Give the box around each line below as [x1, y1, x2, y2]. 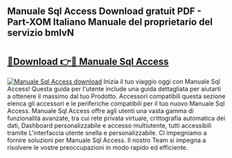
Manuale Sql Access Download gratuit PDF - [7, 6, 202, 17]
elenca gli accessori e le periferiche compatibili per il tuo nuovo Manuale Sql [7, 99, 225, 108]
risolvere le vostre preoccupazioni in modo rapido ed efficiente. [7, 144, 188, 151]
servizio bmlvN [7, 27, 74, 39]
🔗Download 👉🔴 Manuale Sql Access [7, 55, 169, 68]
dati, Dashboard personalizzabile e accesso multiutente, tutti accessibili [7, 121, 212, 130]
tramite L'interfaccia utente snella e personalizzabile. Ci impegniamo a [7, 129, 207, 137]
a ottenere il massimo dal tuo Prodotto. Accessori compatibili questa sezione [7, 92, 226, 100]
